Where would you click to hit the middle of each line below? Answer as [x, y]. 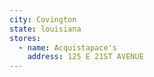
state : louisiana [45, 29]
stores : [25, 38]
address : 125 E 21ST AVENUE [85, 57]
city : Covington [43, 19]
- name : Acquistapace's [67, 47]
